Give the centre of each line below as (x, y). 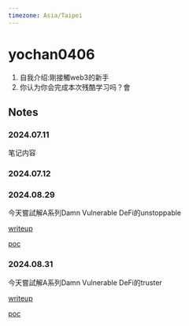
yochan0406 (52, 54)
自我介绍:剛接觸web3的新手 (64, 77)
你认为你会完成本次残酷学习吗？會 (75, 87)
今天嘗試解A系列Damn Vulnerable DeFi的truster (85, 282)
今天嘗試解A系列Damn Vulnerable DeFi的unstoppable (95, 213)
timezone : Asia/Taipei (45, 15)
